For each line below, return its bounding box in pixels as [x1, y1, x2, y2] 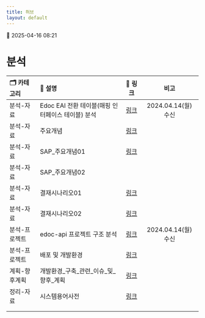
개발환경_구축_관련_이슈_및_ [40, 267, 116, 276]
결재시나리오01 [40, 189, 82, 197]
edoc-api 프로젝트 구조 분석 [40, 230, 117, 239]
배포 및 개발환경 [40, 251, 83, 259]
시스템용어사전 [40, 292, 80, 301]
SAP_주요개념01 [40, 148, 85, 156]
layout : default [6, 15, 48, 21]
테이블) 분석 [63, 111, 96, 119]
